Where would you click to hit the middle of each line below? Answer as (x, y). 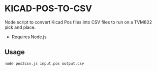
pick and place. (20, 27)
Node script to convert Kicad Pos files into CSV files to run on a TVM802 (78, 22)
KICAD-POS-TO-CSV (48, 9)
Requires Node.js (29, 37)
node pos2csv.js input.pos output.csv (44, 63)
